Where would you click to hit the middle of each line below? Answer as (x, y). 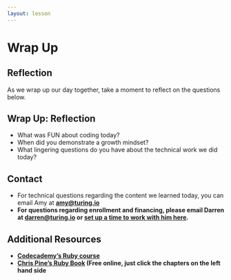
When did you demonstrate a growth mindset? (83, 143)
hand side (32, 270)
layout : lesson (29, 13)
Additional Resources (54, 239)
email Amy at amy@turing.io (58, 203)
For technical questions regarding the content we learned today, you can (120, 196)
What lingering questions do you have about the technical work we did (117, 150)
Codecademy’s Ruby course (58, 256)
